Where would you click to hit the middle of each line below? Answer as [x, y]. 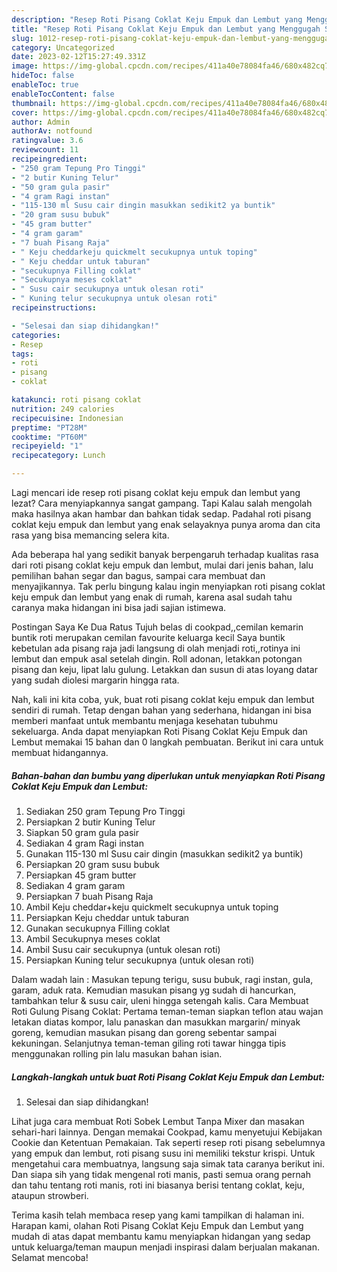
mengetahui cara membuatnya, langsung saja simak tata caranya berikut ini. [168, 1163]
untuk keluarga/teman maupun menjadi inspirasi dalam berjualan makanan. [165, 1247]
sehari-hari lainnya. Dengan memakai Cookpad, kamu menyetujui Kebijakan [167, 1132]
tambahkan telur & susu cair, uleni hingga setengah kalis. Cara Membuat [160, 1000]
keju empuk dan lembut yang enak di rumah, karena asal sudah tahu [152, 597]
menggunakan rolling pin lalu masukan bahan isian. [117, 1053]
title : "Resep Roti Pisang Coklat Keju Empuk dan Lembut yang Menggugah [166, 29]
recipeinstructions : [54, 308]
